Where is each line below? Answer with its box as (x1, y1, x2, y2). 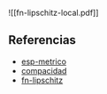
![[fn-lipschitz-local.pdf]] (8, 8, 99, 18)
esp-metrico (20, 56, 67, 67)
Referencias (8, 33, 77, 47)
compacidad (20, 65, 67, 76)
